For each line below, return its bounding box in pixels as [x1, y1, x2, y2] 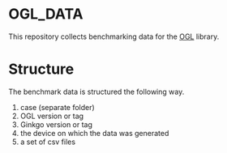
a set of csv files [19, 137, 75, 147]
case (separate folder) [19, 102, 95, 112]
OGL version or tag [19, 111, 84, 121]
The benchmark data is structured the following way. [8, 87, 185, 96]
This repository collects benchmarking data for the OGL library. [8, 32, 220, 41]
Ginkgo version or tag [19, 119, 93, 130]
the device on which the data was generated [19, 128, 169, 138]
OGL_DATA [8, 5, 84, 23]
